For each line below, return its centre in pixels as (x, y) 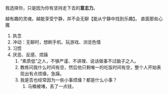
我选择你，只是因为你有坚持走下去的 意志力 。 (52, 8)
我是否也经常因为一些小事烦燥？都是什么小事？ (68, 80)
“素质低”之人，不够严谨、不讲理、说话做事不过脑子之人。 (79, 61)
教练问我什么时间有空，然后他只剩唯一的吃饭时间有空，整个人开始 (88, 67)
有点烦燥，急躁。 (47, 74)
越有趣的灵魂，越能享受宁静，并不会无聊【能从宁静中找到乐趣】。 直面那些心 (84, 19)
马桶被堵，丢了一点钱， (52, 86)
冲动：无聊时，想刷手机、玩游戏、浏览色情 (57, 42)
